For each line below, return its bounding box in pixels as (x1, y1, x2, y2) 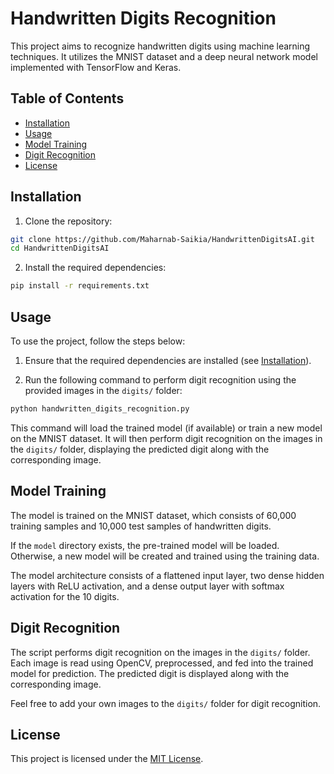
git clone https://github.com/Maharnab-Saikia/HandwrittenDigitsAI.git (10, 234, 315, 244)
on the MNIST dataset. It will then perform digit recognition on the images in (10, 432, 323, 444)
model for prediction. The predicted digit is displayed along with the (10, 667, 290, 679)
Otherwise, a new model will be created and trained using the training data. (10, 550, 320, 562)
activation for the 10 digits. (10, 590, 120, 602)
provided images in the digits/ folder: (24, 385, 183, 396)
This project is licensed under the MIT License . (10, 753, 204, 765)
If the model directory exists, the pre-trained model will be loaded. (10, 539, 280, 551)
